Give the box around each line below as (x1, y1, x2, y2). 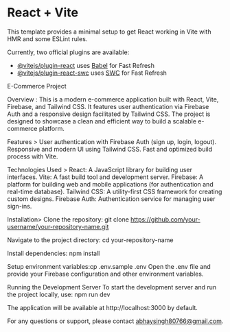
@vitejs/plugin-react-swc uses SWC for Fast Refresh (16, 69, 167, 77)
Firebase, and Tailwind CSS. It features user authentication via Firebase (7, 102, 209, 110)
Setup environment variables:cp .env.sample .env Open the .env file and (7, 262, 211, 270)
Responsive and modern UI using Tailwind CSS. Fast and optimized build (7, 145, 213, 153)
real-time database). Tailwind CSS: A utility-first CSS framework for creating (7, 187, 222, 195)
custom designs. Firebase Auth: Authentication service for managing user (7, 194, 216, 203)
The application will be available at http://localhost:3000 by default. (7, 303, 198, 311)
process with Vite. (7, 152, 58, 161)
